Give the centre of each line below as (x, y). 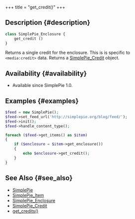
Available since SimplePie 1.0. (42, 86)
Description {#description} (48, 22)
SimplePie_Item (28, 195)
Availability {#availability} (46, 73)
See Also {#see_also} (39, 178)
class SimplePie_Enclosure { (35, 34)
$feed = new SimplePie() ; (32, 112)
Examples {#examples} (42, 101)
